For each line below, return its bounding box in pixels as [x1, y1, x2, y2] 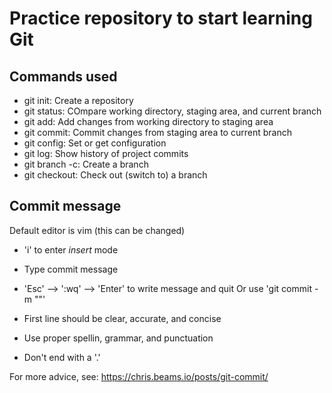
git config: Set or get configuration [23, 137, 167, 149]
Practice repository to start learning [9, 7, 313, 30]
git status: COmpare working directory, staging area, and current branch [23, 105, 322, 117]
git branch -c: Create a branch [23, 158, 149, 170]
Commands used [9, 68, 118, 85]
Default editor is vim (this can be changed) [9, 224, 186, 236]
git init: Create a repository [23, 95, 134, 106]
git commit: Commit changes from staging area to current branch [23, 127, 292, 138]
